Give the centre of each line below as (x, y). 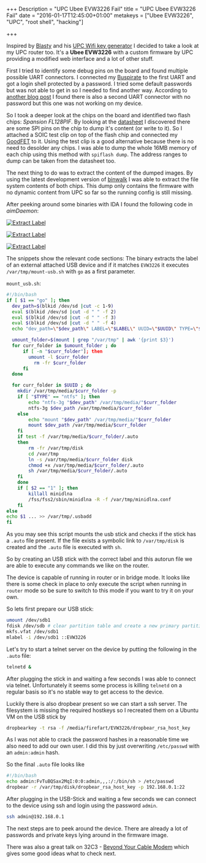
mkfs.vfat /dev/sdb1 (33, 631)
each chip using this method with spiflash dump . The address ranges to (97, 154)
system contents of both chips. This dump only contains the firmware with (100, 186)
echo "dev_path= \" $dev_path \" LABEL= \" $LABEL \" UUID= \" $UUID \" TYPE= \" (105, 329)
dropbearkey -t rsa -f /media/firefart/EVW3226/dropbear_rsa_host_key (98, 728)
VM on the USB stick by (36, 717)
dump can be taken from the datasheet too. (61, 161)
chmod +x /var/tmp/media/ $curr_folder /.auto (86, 465)
